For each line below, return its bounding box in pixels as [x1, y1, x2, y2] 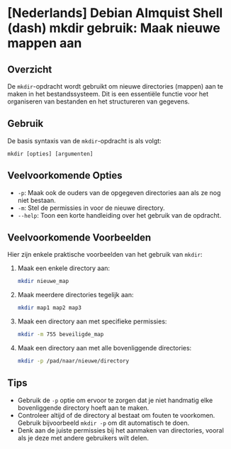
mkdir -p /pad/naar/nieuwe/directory [17, 357, 130, 365]
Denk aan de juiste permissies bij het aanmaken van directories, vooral [17, 426, 225, 434]
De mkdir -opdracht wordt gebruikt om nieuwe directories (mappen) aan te [7, 82, 223, 90]
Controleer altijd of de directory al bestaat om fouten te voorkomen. [17, 411, 215, 419]
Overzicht [7, 63, 52, 75]
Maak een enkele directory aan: [17, 264, 111, 272]
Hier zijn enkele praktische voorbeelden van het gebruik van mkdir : [7, 250, 203, 259]
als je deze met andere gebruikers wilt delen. [17, 433, 149, 442]
